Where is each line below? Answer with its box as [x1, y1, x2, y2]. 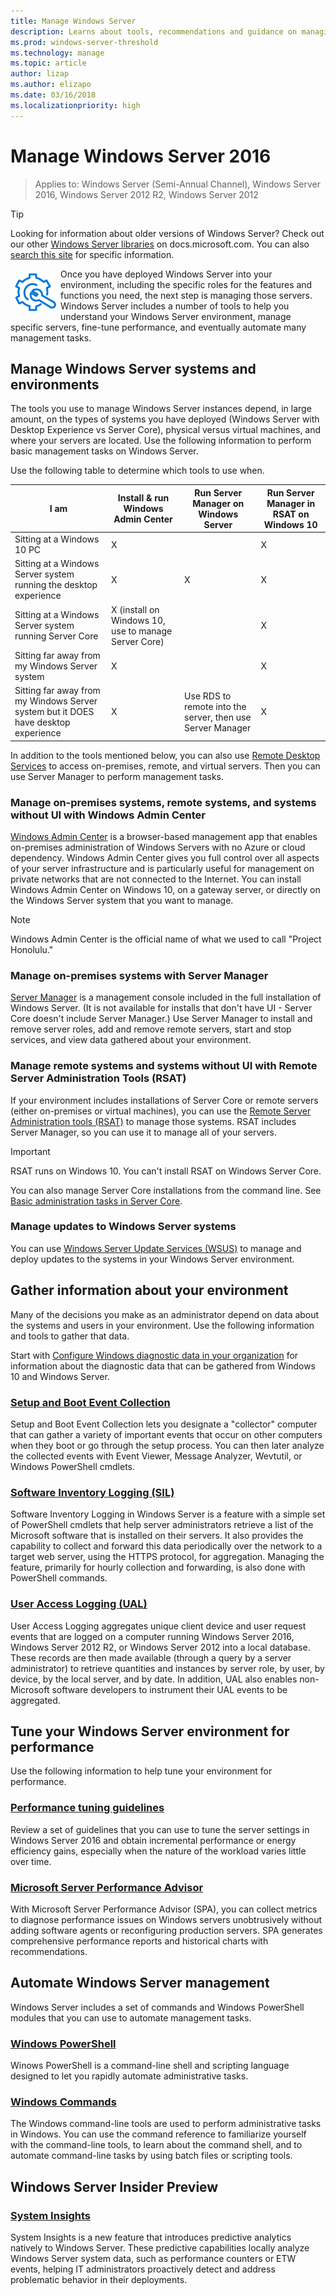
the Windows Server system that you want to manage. [10, 894, 234, 906]
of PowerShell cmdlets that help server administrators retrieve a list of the [10, 1519, 314, 1531]
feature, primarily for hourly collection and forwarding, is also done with [10, 1561, 306, 1574]
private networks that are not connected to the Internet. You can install [10, 873, 302, 885]
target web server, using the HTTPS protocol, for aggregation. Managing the [10, 1551, 325, 1563]
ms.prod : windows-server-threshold [10, 37, 159, 47]
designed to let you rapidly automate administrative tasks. [10, 2070, 249, 2082]
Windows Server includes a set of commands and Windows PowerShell [10, 2001, 305, 2013]
